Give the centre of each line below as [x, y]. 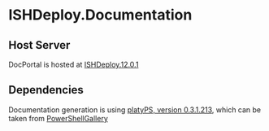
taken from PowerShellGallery [58, 118]
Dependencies [46, 90]
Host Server [39, 45]
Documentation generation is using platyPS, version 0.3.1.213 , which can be [135, 109]
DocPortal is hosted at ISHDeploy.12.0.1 [74, 64]
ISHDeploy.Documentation [100, 15]
